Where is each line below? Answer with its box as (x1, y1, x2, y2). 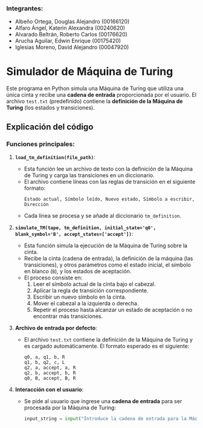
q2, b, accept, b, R (24, 370, 76, 376)
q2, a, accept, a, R (24, 365, 76, 371)
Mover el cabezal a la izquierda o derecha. (33, 299, 139, 306)
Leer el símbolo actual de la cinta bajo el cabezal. (33, 280, 156, 288)
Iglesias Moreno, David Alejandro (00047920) (14, 44, 129, 51)
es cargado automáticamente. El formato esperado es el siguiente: (24, 342, 190, 349)
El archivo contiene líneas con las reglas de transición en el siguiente (24, 178, 196, 185)
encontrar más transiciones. (33, 313, 103, 320)
